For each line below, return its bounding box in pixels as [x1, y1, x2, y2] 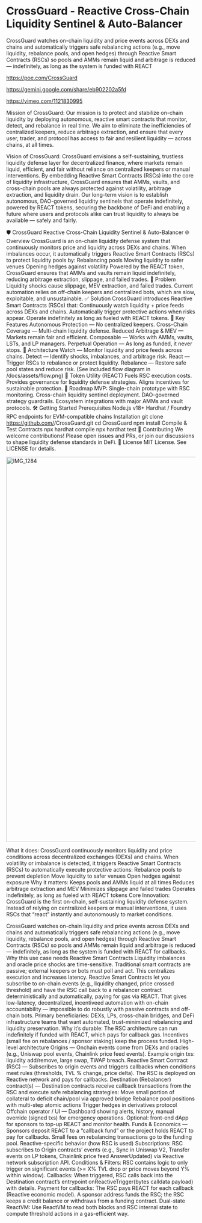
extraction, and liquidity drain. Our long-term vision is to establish [6, 191, 168, 198]
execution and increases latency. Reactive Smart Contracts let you [6, 973, 171, 981]
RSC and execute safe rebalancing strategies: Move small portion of [6, 1088, 175, 1095]
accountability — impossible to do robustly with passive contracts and [6, 1005, 180, 1012]
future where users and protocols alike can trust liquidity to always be [6, 210, 179, 217]
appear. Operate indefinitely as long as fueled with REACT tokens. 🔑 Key [6, 314, 185, 321]
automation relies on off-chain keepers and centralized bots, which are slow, [6, 288, 196, 295]
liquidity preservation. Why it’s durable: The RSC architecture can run [6, 1024, 178, 1032]
